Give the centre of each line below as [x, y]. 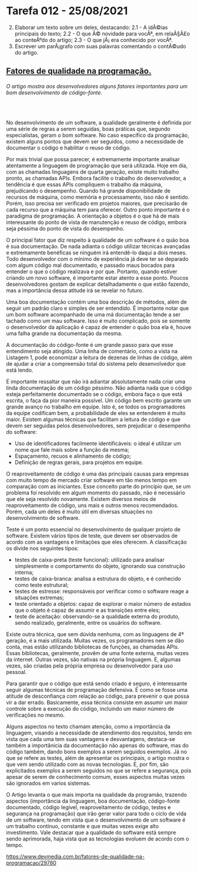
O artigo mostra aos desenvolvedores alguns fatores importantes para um [97, 86]
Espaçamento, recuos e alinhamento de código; [73, 456]
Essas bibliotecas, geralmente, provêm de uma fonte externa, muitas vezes [98, 653]
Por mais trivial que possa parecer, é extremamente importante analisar [93, 159]
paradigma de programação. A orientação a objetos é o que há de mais [93, 216]
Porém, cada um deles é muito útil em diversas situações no [79, 512]
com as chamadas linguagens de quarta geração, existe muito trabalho [92, 172]
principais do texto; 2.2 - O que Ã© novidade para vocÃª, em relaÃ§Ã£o [102, 33]
